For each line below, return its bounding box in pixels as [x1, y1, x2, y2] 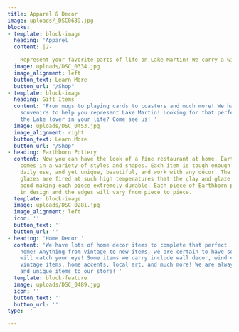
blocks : [7, 23, 31, 31]
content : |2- [14, 43, 53, 50]
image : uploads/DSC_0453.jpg [14, 122, 100, 129]
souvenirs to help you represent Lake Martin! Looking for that [20, 109, 215, 117]
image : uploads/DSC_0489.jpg [14, 281, 100, 288]
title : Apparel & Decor [7, 10, 78, 18]
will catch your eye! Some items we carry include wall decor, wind [20, 255, 228, 262]
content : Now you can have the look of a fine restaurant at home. [14, 156, 218, 163]
